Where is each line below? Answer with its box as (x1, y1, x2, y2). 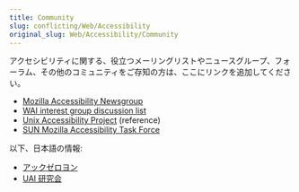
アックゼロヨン (22, 162, 78, 173)
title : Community (9, 13, 75, 22)
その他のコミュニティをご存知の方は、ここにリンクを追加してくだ (40, 66, 284, 77)
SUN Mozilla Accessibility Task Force (22, 125, 160, 135)
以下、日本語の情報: (9, 143, 84, 153)
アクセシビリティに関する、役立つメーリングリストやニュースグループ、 (9, 56, 276, 66)
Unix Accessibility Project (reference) (22, 115, 162, 126)
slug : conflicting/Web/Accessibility (9, 22, 151, 31)
